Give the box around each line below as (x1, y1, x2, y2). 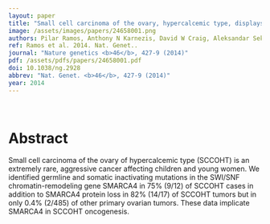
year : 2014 (8, 79, 45, 87)
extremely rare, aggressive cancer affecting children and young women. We (8, 164, 260, 173)
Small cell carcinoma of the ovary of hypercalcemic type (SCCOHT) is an (8, 156, 250, 165)
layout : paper (8, 11, 56, 20)
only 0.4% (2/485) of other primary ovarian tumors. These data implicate (8, 198, 251, 208)
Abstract (8, 129, 68, 147)
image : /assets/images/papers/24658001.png (8, 26, 157, 35)
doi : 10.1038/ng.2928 (8, 64, 81, 72)
